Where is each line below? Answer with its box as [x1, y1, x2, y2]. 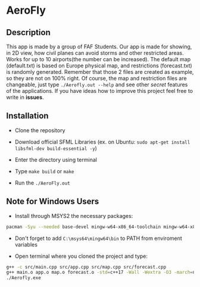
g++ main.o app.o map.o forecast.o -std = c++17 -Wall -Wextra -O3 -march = [6, 269, 193, 276]
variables [14, 241, 37, 248]
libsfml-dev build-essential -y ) [14, 144, 97, 152]
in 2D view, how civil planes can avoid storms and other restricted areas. [6, 49, 185, 57]
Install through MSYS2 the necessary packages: [14, 212, 133, 219]
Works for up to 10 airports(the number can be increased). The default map [6, 56, 191, 63]
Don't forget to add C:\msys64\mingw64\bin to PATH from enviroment [14, 235, 183, 242]
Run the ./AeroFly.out [14, 179, 70, 186]
